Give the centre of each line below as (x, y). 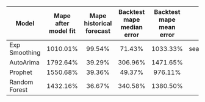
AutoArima (24, 62)
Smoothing (25, 53)
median (132, 27)
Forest (19, 90)
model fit (62, 31)
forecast (98, 31)
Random (21, 82)
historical (98, 23)
